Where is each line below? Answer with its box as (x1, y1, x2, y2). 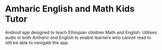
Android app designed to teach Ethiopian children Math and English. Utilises (5, 29, 157, 35)
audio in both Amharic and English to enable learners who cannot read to (5, 35, 152, 40)
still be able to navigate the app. (5, 39, 69, 45)
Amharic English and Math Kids (5, 3, 135, 14)
